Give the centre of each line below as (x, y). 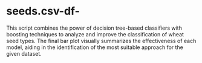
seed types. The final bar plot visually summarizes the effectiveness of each (101, 41)
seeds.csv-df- (43, 11)
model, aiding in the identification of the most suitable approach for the (95, 47)
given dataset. (24, 53)
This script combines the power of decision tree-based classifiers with (94, 28)
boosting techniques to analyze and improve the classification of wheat (95, 34)
